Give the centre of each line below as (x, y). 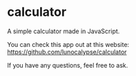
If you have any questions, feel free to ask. (68, 65)
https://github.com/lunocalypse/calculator (67, 52)
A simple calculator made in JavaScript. (64, 31)
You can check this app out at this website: (68, 44)
